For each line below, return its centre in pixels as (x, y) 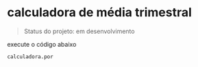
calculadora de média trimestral (99, 13)
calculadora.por (30, 57)
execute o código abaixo (42, 44)
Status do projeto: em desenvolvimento (79, 31)
